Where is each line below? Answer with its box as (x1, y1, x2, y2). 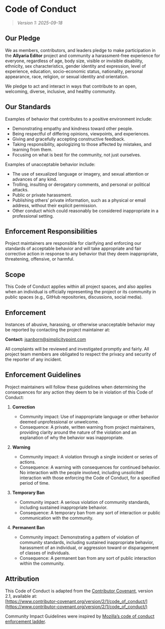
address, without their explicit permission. (12, 202, 98, 208)
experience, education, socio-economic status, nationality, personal (5, 68, 143, 74)
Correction (12, 404, 35, 410)
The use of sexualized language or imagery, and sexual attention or (12, 171, 149, 177)
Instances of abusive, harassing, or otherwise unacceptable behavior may (5, 321, 155, 327)
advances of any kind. (12, 176, 58, 182)
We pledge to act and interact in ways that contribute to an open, (5, 83, 137, 89)
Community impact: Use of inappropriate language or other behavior (19, 413, 159, 419)
